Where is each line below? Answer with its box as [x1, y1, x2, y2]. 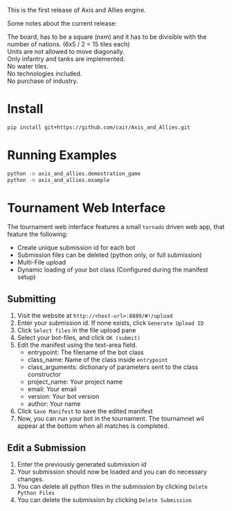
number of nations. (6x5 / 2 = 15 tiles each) [7, 40, 130, 48]
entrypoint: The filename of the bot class [27, 348, 144, 357]
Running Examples [7, 147, 117, 163]
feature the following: [7, 230, 68, 238]
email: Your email [27, 385, 78, 393]
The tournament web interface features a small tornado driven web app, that [7, 223, 225, 231]
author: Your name [27, 400, 81, 408]
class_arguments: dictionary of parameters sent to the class [27, 363, 199, 371]
